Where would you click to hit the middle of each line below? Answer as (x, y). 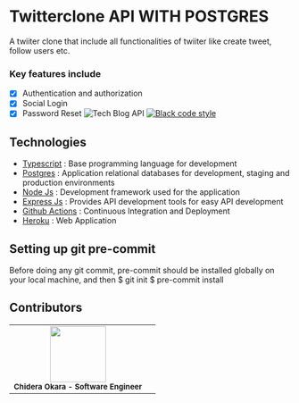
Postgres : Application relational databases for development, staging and (156, 173)
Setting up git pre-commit (83, 249)
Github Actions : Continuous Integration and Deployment (126, 211)
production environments (68, 183)
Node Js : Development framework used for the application (131, 192)
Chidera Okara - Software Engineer (78, 386)
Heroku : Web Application (69, 221)
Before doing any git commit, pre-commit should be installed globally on (142, 271)
